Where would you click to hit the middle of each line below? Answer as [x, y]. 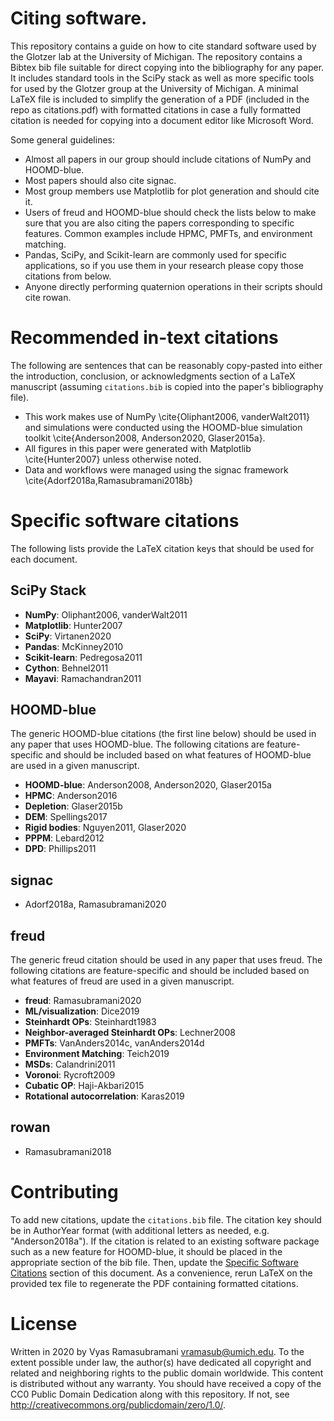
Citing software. [79, 18]
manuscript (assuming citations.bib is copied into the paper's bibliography [167, 386]
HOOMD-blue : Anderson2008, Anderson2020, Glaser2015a [148, 785]
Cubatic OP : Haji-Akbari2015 [84, 1086]
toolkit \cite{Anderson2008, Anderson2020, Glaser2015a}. [145, 438]
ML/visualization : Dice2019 [82, 1011]
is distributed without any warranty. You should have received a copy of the [166, 1383]
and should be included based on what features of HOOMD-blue [178, 755]
